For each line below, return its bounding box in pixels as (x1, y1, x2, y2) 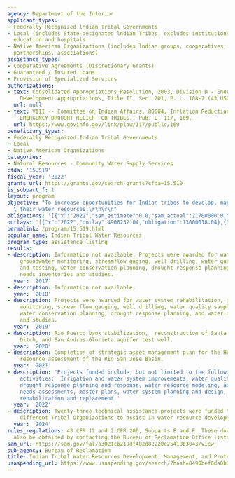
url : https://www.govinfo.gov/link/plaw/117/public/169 (13, 121, 180, 128)
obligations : (7, 212, 45, 219)
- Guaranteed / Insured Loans (7, 69, 96, 76)
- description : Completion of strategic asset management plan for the (7, 349, 220, 356)
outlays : (7, 219, 33, 226)
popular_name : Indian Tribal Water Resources (7, 232, 142, 239)
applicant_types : (7, 17, 58, 24)
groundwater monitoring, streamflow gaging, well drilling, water (20, 258, 218, 265)
